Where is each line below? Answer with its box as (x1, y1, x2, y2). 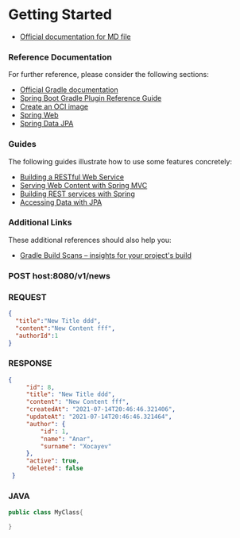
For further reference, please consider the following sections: (8, 70, 209, 79)
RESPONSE (8, 358, 52, 369)
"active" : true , (25, 457, 80, 465)
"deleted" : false (25, 464, 83, 473)
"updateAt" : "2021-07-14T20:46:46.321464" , (25, 413, 172, 421)
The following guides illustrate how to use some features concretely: (8, 156, 233, 166)
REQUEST (8, 291, 47, 302)
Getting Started (8, 6, 113, 24)
